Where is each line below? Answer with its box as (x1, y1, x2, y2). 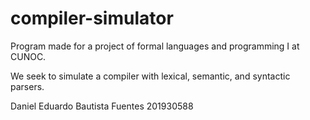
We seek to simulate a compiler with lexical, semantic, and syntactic (10, 70, 291, 82)
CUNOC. (10, 50, 47, 62)
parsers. (10, 80, 45, 92)
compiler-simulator (10, 7, 174, 30)
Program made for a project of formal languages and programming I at (10, 40, 300, 52)
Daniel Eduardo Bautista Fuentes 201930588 (10, 100, 194, 112)
